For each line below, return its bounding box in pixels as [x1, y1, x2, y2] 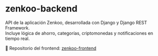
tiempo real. [5, 35, 30, 41]
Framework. [5, 24, 30, 30]
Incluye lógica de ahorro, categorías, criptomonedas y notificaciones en [5, 30, 153, 36]
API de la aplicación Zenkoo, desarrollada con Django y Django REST [5, 19, 147, 25]
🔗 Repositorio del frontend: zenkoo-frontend [5, 45, 96, 51]
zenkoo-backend [5, 3, 77, 14]
